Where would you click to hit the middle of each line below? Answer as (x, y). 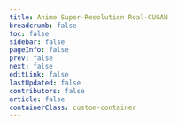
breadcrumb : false (43, 26)
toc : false (29, 33)
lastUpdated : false (45, 83)
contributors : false (47, 91)
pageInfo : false (39, 50)
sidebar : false (37, 42)
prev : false (31, 58)
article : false (37, 99)
